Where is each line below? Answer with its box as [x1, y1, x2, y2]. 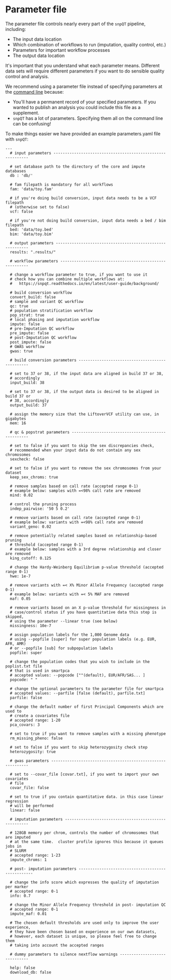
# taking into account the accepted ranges [10, 942, 104, 948]
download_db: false [10, 970, 52, 975]
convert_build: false [10, 294, 56, 299]
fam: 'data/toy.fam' [10, 186, 54, 191]
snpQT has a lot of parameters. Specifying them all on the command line [12, 115, 163, 121]
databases [5, 168, 27, 173]
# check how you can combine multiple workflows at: [10, 276, 125, 281]
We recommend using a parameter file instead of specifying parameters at [5, 83, 163, 90]
